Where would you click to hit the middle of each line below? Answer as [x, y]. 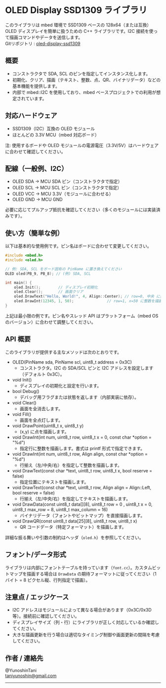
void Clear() [24, 402]
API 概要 [18, 339]
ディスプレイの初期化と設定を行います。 [61, 385]
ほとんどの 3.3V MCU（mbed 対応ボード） [56, 135]
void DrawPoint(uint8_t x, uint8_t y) [48, 426]
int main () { [19, 283]
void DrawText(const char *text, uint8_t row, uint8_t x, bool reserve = [82, 470]
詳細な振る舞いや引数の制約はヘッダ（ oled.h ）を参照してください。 [75, 537]
